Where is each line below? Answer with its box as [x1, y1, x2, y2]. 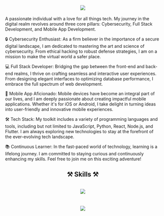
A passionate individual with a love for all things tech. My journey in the [5, 15, 149, 22]
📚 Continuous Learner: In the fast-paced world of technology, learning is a [5, 144, 158, 149]
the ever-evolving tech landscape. [5, 134, 75, 140]
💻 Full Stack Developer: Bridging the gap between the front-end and [5, 63, 145, 69]
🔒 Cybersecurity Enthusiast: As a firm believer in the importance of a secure [5, 36, 159, 42]
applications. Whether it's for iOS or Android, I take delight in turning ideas [5, 101, 156, 107]
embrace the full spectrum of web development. [5, 81, 103, 87]
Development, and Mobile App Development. [5, 26, 96, 32]
